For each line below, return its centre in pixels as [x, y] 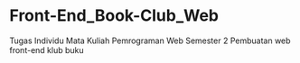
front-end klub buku [47, 49]
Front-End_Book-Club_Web [114, 16]
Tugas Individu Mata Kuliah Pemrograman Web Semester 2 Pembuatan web [150, 40]
